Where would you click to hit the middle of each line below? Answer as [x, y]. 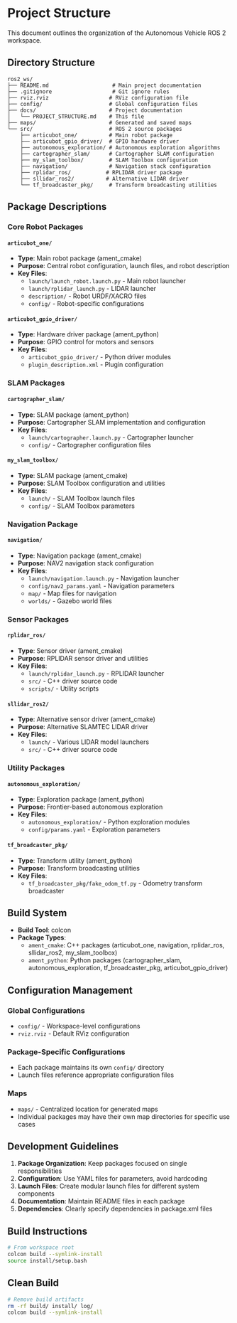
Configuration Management [70, 990]
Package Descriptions [57, 207]
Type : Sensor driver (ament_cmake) [70, 651]
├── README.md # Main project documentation [104, 85]
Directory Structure [51, 63]
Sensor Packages [38, 619]
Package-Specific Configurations [66, 1052]
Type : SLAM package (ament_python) [73, 415]
